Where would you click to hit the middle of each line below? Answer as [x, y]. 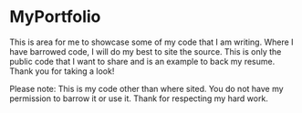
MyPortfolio [55, 17]
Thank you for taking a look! [62, 71]
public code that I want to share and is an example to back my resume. [142, 61]
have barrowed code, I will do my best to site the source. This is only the [146, 51]
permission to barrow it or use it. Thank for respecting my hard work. [139, 98]
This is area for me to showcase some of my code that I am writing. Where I [151, 42]
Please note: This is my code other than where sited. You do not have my [147, 88]
